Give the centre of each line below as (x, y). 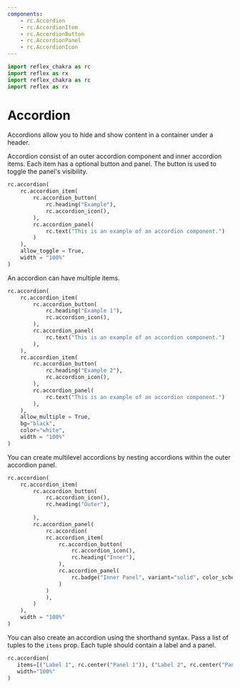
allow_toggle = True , (52, 251)
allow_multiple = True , (56, 417)
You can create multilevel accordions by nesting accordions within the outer (119, 457)
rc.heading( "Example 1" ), (84, 311)
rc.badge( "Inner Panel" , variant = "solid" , (135, 577)
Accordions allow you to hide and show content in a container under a (110, 135)
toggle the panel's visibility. (47, 171)
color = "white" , (43, 430)
